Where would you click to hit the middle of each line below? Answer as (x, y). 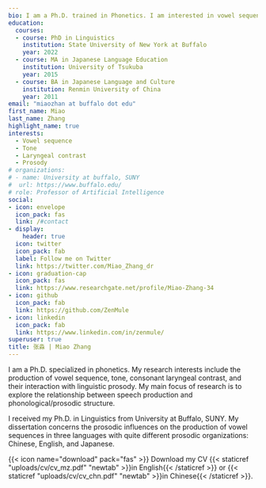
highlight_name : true (44, 126)
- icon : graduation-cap (47, 273)
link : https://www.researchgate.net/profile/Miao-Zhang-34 (115, 288)
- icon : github (33, 295)
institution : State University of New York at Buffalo (115, 45)
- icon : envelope (37, 207)
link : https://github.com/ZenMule (72, 310)
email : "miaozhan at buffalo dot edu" (72, 104)
